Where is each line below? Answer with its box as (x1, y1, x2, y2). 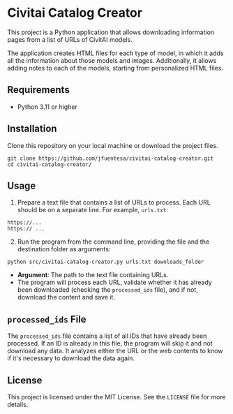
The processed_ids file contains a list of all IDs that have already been (7, 332, 207, 340)
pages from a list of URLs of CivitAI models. (7, 35, 133, 43)
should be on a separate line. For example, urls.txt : (17, 206, 169, 214)
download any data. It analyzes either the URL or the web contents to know (7, 347, 223, 355)
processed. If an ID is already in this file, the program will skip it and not (7, 339, 213, 348)
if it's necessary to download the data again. (7, 354, 135, 362)
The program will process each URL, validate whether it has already (17, 278, 213, 287)
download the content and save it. (17, 293, 115, 302)
